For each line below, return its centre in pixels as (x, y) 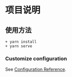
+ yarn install (21, 42)
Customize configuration (36, 59)
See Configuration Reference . (36, 70)
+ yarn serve (19, 46)
